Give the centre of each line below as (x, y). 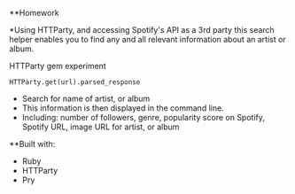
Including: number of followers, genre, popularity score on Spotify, (144, 117)
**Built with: (32, 144)
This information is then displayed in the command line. (123, 108)
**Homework (34, 13)
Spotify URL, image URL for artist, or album (101, 127)
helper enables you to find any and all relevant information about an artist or (147, 39)
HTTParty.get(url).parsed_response (75, 82)
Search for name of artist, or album (86, 98)
